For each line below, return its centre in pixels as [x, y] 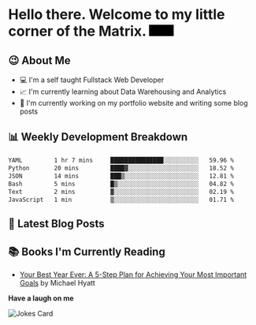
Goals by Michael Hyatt [58, 283]
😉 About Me [39, 60]
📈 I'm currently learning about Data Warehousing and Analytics [123, 92]
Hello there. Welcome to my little [117, 15]
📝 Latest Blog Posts [56, 224]
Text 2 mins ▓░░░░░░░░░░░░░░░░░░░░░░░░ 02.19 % [121, 192]
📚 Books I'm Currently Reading [87, 251]
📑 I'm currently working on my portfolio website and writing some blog [134, 103]
